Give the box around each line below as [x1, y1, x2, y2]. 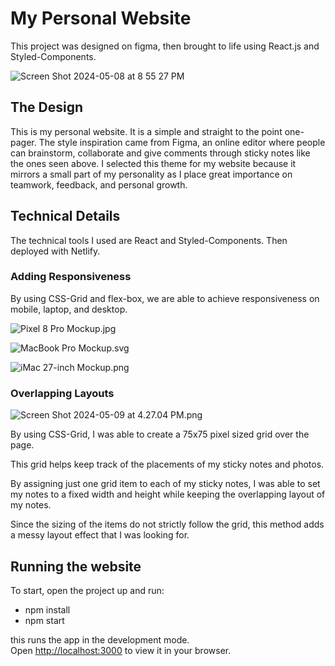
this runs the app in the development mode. [10, 633, 190, 646]
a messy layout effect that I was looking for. [10, 529, 190, 541]
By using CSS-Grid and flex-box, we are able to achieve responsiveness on [10, 292, 320, 304]
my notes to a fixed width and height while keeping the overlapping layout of [10, 488, 326, 501]
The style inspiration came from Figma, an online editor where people [38, 136, 326, 148]
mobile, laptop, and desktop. [10, 303, 128, 315]
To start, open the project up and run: [10, 584, 165, 596]
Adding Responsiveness [10, 270, 132, 284]
